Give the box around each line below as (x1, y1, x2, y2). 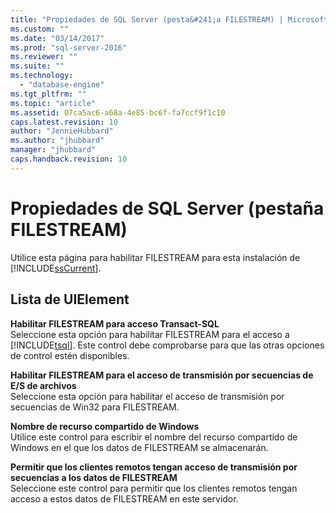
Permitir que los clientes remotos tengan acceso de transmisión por (10, 461, 298, 473)
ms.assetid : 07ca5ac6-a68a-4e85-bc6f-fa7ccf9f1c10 (10, 107, 226, 118)
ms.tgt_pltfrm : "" (10, 89, 87, 99)
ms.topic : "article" (10, 98, 97, 108)
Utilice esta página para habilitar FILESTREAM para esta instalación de (10, 251, 301, 263)
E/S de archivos (10, 379, 77, 391)
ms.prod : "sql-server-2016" (10, 42, 128, 53)
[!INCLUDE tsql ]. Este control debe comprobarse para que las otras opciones (10, 339, 325, 351)
